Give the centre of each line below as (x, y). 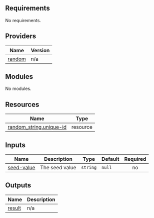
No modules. (18, 89)
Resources (22, 104)
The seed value (58, 168)
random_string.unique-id (37, 127)
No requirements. (23, 20)
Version (40, 50)
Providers (21, 36)
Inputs (15, 145)
